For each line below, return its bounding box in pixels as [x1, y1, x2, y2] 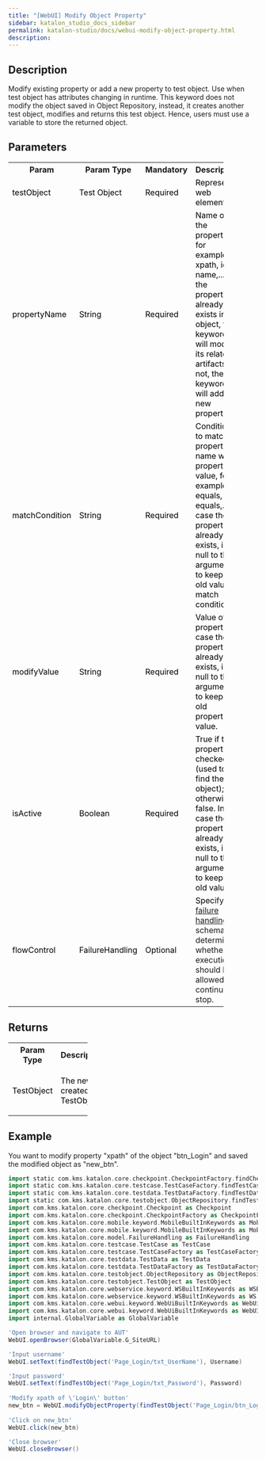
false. [195, 802, 216, 814]
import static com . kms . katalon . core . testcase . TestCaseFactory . [8, 1182, 222, 1190]
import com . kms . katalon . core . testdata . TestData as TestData [8, 1256, 211, 1264]
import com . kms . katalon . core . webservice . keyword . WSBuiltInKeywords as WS [8, 1292, 257, 1300]
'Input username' [8, 1350, 66, 1359]
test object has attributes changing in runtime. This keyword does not [8, 93, 235, 102]
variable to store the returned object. [8, 118, 128, 128]
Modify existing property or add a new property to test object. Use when [8, 84, 245, 93]
